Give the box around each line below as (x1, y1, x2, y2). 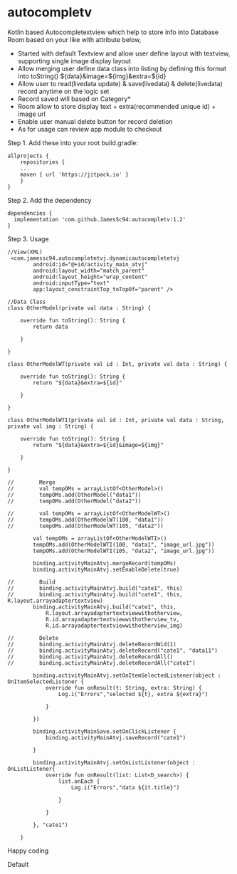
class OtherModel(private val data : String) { (7, 304, 152, 312)
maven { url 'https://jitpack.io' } (20, 171, 130, 178)
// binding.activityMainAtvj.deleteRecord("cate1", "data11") (7, 647, 218, 654)
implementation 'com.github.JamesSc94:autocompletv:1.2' (14, 216, 186, 223)
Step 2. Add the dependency (7, 196, 92, 204)
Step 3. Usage (7, 234, 49, 243)
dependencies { (7, 209, 53, 217)
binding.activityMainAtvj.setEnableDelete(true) (33, 566, 180, 573)
